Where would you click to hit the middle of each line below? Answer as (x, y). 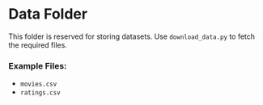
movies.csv (38, 84)
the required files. (38, 44)
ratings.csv (40, 93)
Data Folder (48, 14)
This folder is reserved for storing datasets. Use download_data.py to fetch (132, 36)
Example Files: (38, 65)
